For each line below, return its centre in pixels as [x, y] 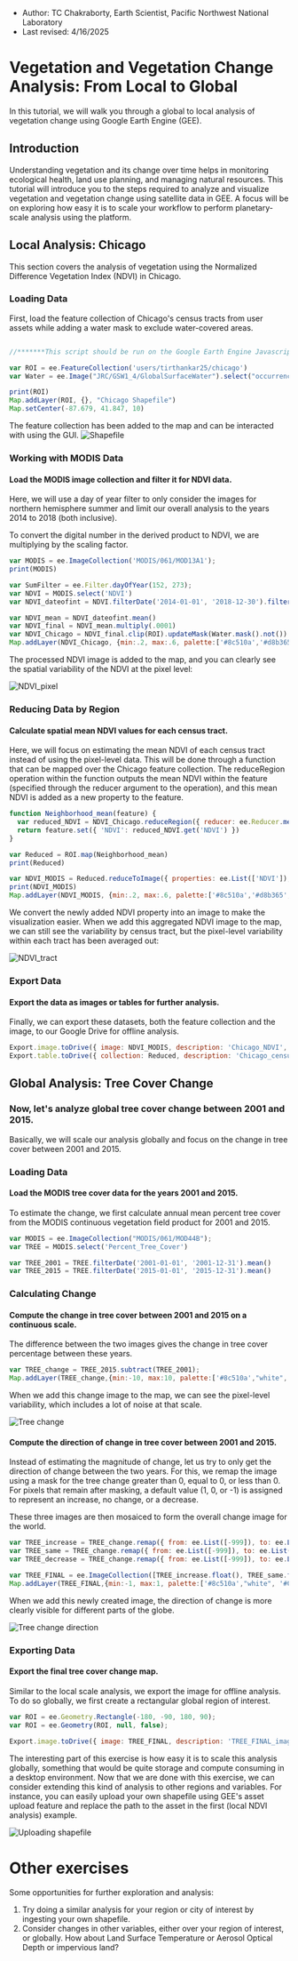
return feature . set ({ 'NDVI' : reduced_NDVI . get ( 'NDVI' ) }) [129, 830]
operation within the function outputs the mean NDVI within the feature [138, 779]
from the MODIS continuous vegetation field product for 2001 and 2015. [140, 1222]
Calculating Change [53, 1294]
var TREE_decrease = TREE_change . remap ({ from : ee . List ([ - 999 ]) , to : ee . [149, 1559]
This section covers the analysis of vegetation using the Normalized [133, 267]
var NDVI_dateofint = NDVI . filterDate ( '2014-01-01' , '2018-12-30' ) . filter [150, 602]
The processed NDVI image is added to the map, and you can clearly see [143, 660]
